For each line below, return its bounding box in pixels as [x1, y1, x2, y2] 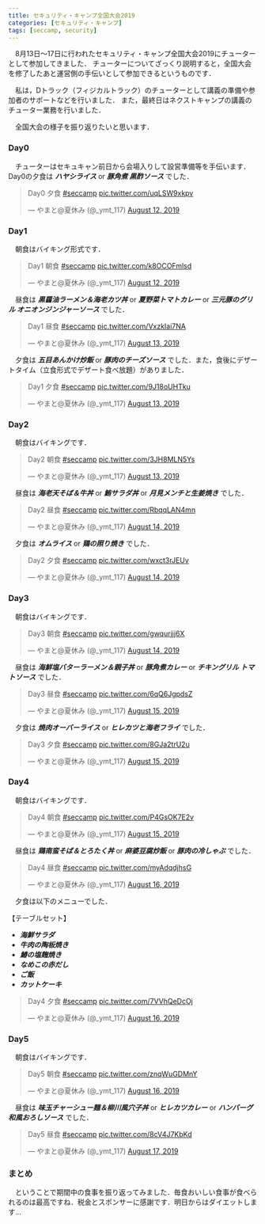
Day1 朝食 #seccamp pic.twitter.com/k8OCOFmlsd [27, 260, 192, 270]
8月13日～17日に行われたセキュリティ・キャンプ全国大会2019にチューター [14, 49, 256, 59]
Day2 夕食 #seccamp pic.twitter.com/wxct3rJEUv [27, 556, 190, 565]
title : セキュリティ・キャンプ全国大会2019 [8, 11, 136, 20]
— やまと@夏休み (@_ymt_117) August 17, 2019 [27, 1146, 179, 1156]
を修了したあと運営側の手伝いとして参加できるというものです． [8, 69, 216, 78]
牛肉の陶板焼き [19, 940, 69, 949]
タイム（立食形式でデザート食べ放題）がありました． [14, 365, 188, 374]
